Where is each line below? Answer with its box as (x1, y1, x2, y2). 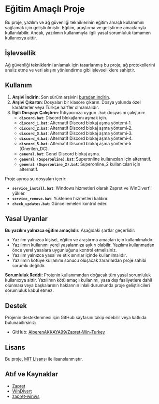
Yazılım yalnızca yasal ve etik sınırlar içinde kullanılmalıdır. (12, 252, 127, 258)
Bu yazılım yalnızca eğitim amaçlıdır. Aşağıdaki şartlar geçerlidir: (5, 227, 135, 234)
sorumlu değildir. (12, 263, 46, 269)
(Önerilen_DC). (19, 146, 49, 151)
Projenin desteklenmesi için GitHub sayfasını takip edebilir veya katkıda (5, 315, 146, 320)
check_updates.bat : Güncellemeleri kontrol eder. (12, 201, 108, 206)
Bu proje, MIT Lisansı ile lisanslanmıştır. (5, 356, 83, 362)
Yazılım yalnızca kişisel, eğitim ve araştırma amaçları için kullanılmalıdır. (12, 237, 154, 243)
